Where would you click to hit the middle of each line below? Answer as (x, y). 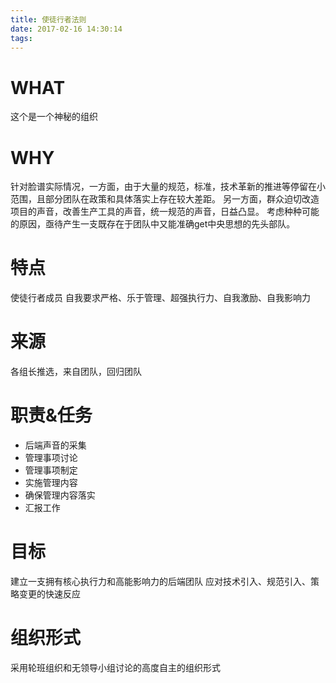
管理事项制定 (51, 470)
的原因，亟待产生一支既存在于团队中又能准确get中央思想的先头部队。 (153, 224)
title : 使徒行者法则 (48, 19)
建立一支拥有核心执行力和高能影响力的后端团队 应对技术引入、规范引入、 (160, 581)
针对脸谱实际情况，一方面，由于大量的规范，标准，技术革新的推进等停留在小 (168, 187)
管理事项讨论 (51, 458)
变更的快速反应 (49, 594)
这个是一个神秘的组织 (54, 117)
